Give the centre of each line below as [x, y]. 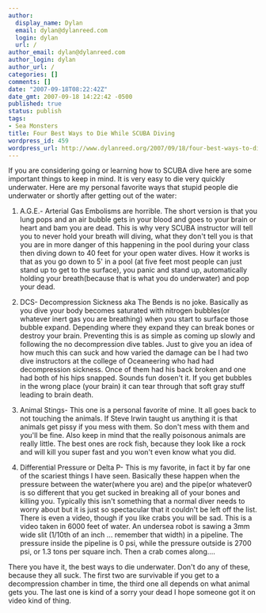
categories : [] [33, 74]
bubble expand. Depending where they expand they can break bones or [137, 327]
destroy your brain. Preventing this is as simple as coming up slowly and [137, 336]
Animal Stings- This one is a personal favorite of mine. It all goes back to [138, 410]
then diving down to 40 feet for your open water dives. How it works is [135, 253]
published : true [35, 104]
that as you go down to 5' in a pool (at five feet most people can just [131, 261]
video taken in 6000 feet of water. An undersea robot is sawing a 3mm [135, 527]
